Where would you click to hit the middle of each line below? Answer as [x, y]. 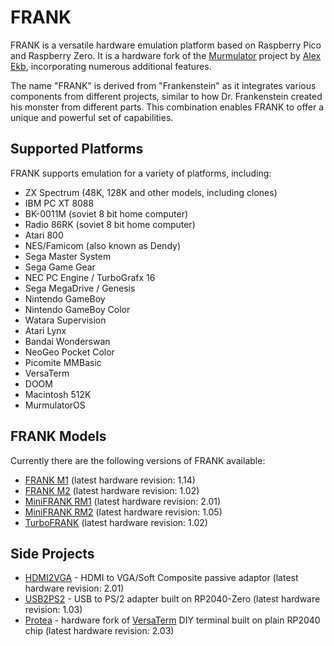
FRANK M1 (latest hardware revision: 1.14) [110, 480]
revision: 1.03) [53, 610]
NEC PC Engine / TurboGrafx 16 [90, 277]
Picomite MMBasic [63, 362]
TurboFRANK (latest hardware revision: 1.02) [116, 522]
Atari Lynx [45, 330]
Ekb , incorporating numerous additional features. [111, 66]
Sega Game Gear [60, 267]
